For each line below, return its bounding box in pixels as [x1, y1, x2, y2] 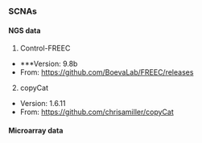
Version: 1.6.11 [19, 99, 66, 108]
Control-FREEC [19, 43, 71, 53]
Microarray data [8, 125, 64, 135]
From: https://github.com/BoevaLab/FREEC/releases [19, 67, 194, 77]
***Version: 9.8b [19, 59, 78, 69]
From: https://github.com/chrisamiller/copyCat [19, 107, 175, 117]
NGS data [8, 26, 41, 35]
